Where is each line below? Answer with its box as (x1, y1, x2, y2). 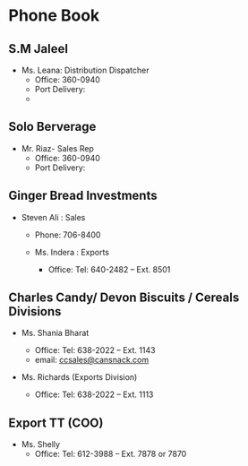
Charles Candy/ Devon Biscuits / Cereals (8, 290, 240, 306)
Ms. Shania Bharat (21, 328, 90, 339)
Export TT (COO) (8, 415, 104, 430)
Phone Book (8, 5, 100, 26)
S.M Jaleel (8, 41, 69, 56)
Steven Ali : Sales (21, 211, 86, 222)
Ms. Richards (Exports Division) (21, 372, 138, 383)
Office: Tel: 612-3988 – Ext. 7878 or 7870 (34, 449, 187, 460)
